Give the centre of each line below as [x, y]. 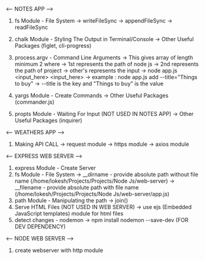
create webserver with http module [59, 250]
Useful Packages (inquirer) [48, 120]
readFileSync [31, 27]
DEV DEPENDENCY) [40, 227]
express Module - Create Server [55, 168]
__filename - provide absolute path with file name [76, 187]
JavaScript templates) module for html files [69, 213]
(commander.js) [34, 102]
